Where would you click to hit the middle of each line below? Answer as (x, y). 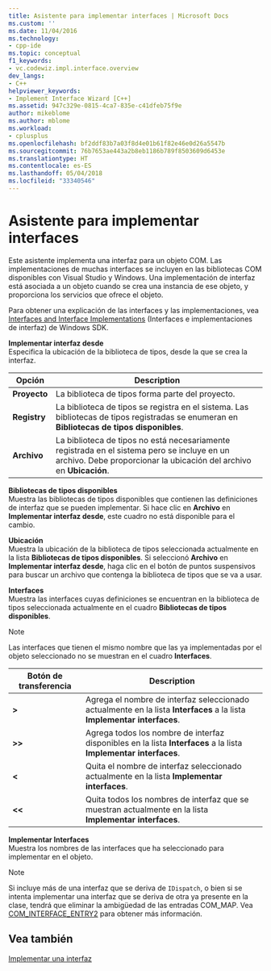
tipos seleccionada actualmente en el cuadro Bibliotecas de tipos (118, 607)
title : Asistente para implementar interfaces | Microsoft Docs (119, 16)
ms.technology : (34, 38)
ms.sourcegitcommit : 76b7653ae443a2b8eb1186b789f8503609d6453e (117, 151)
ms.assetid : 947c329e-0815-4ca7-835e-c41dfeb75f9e (95, 106)
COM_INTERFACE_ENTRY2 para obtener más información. (106, 914)
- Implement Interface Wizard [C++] (70, 98)
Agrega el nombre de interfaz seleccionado (167, 699)
